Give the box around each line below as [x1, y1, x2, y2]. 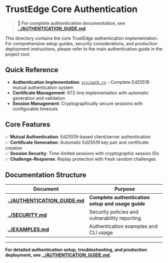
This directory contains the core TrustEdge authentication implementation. [5, 35, 158, 41]
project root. [5, 51, 31, 57]
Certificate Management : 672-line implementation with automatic [12, 89, 149, 96]
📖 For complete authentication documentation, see [17, 20, 125, 26]
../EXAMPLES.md [7, 226, 49, 233]
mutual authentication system [12, 84, 73, 90]
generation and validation [12, 95, 65, 101]
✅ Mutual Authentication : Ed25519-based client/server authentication [5, 134, 151, 140]
